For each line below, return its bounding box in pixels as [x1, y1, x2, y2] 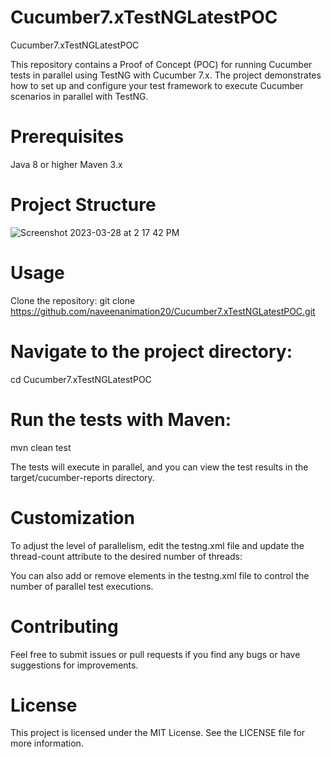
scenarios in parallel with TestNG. [10, 90, 149, 102]
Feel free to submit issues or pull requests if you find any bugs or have [10, 648, 301, 660]
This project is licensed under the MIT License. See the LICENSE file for [10, 727, 306, 739]
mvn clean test [10, 441, 72, 453]
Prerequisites [10, 126, 125, 148]
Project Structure [10, 194, 157, 216]
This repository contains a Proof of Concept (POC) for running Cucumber [10, 58, 313, 70]
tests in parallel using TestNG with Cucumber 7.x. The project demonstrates [10, 69, 322, 81]
